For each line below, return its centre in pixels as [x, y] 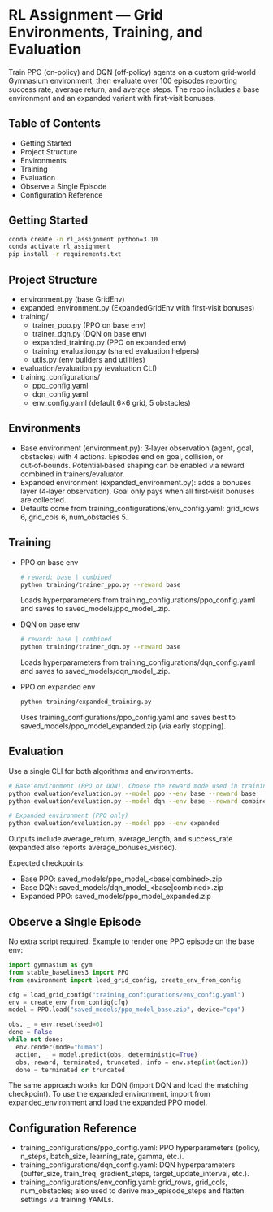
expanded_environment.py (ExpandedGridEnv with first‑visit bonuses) [137, 308]
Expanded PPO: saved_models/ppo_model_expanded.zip [115, 897]
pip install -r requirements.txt [65, 254]
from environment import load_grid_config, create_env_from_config [125, 980]
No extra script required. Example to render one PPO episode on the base [132, 941]
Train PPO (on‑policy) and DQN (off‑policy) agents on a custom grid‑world [132, 72]
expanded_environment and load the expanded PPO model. [108, 1102]
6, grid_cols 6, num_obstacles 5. [74, 517]
